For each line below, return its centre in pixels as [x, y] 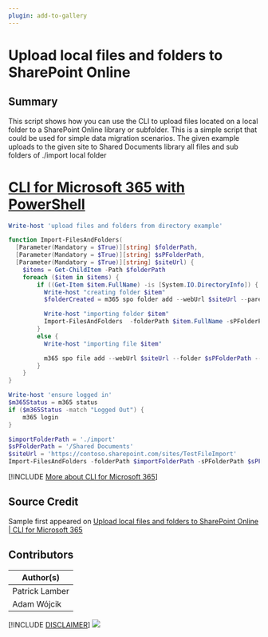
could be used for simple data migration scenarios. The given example [124, 138]
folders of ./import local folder [57, 155]
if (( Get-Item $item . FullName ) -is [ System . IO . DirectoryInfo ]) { [148, 285]
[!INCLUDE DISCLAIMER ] [49, 624]
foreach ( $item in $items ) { [71, 277]
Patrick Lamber [41, 591]
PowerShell [47, 204]
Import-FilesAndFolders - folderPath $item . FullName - [136, 322]
